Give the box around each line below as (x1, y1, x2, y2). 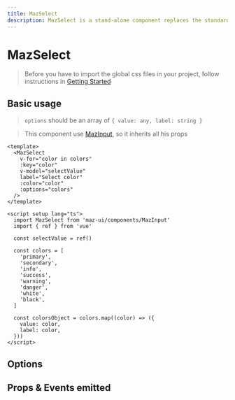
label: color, (20, 327, 61, 334)
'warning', (20, 278, 52, 285)
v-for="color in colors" (20, 155, 92, 163)
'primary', (20, 253, 52, 261)
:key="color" (20, 162, 58, 169)
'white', (20, 290, 45, 297)
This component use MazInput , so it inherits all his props (24, 130, 187, 138)
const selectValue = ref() (13, 235, 92, 242)
